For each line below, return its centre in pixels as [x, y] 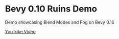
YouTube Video [20, 31]
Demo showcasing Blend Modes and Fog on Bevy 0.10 [60, 22]
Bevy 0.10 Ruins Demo [51, 9]
